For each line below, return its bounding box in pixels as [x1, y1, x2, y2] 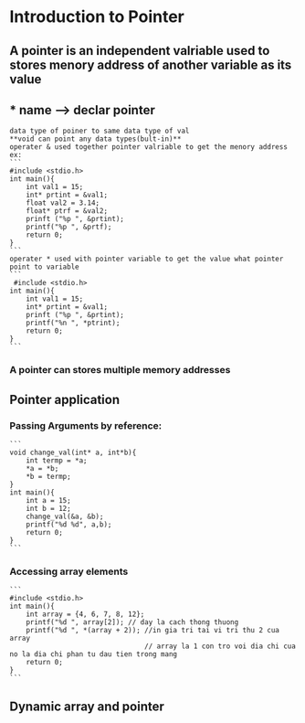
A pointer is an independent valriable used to [9, 43, 270, 58]
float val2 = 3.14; [26, 198, 100, 207]
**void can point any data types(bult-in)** [9, 134, 182, 144]
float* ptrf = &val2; [26, 207, 108, 216]
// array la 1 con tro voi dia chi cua [144, 642, 297, 651]
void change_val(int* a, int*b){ [9, 448, 137, 457]
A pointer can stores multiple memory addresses [9, 364, 231, 377]
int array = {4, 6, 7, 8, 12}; [26, 610, 145, 619]
